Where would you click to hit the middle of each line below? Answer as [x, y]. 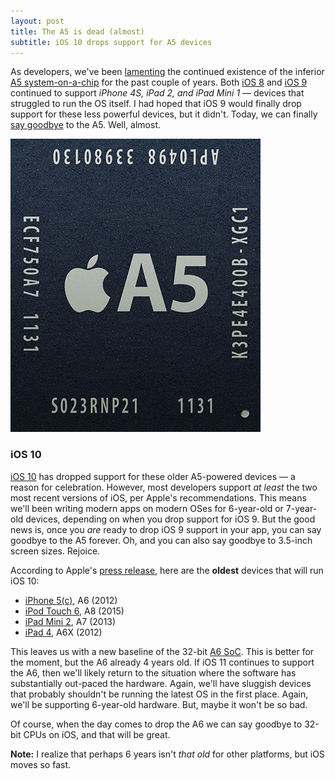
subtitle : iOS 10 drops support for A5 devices [111, 42]
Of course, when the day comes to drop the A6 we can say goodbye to [156, 724]
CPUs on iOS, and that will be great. [97, 734]
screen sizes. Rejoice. [55, 551]
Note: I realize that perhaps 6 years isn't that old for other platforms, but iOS [167, 754]
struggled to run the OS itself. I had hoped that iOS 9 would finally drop [156, 104]
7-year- [301, 508]
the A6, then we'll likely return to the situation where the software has [153, 672]
